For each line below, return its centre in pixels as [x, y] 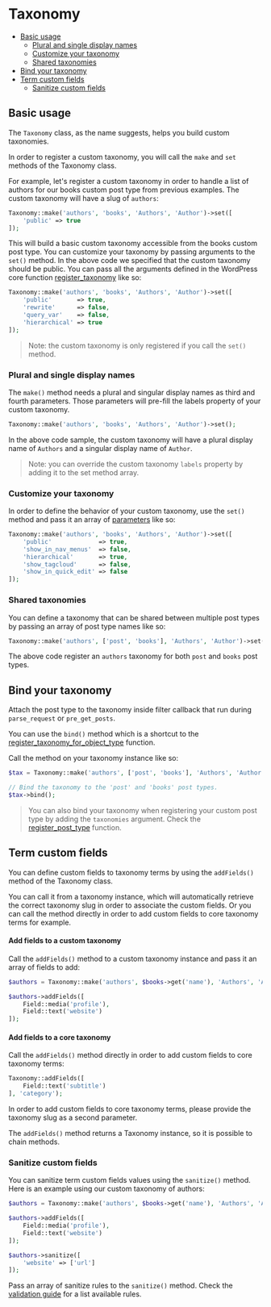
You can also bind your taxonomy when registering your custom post [142, 810]
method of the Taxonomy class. [60, 881]
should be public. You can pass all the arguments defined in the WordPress [133, 269]
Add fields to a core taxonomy [60, 1037]
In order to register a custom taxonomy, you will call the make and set [122, 157]
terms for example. [40, 922]
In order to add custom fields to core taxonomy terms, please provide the [130, 1109]
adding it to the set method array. [83, 472]
